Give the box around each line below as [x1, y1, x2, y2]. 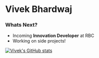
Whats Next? [5, 21, 38, 28]
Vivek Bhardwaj [5, 3, 72, 15]
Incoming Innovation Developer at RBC [12, 32, 94, 38]
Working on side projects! [12, 38, 66, 44]
